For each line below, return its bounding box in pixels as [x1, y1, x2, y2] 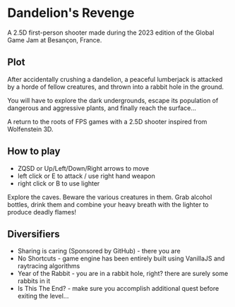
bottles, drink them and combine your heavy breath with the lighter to [7, 200, 210, 209]
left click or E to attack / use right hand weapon [17, 171, 155, 180]
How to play [7, 145, 61, 157]
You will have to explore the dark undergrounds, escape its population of [7, 96, 219, 104]
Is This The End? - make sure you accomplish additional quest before [17, 284, 219, 293]
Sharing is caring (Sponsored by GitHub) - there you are [17, 247, 181, 255]
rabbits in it [17, 277, 51, 285]
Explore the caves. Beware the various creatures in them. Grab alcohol [7, 193, 212, 201]
